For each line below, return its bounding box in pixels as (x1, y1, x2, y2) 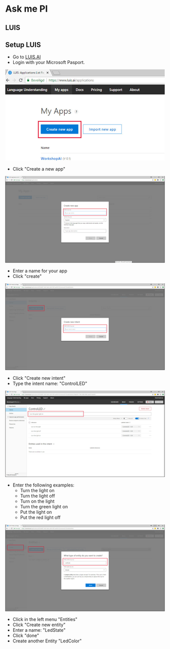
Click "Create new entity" (12, 622, 66, 628)
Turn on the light (20, 498, 55, 504)
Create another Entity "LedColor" (12, 638, 82, 644)
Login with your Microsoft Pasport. (12, 59, 85, 66)
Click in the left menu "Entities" (12, 616, 77, 622)
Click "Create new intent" (12, 375, 66, 381)
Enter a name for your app (12, 268, 67, 274)
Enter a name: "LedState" (12, 627, 66, 633)
